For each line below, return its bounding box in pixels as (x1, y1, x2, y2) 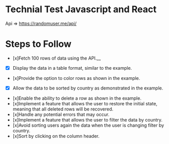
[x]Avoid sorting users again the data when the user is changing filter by (12, 122, 164, 128)
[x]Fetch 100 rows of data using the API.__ (12, 55, 101, 61)
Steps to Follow (5, 38, 72, 50)
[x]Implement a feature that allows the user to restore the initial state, (12, 101, 158, 106)
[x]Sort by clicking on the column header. (12, 133, 100, 139)
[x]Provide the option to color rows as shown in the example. (12, 75, 140, 81)
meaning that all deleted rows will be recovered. (12, 106, 114, 112)
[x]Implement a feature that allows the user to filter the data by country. (12, 117, 163, 123)
